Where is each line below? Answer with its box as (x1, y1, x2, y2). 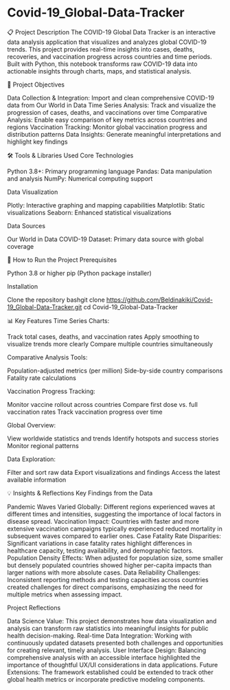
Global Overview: (7, 421, 56, 429)
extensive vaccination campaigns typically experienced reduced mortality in (7, 524, 223, 533)
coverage (7, 242, 34, 250)
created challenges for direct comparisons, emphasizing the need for (7, 583, 203, 591)
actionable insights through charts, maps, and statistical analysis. (7, 67, 192, 75)
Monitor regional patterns (7, 441, 79, 449)
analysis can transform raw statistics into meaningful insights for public (7, 624, 209, 632)
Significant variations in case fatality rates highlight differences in (7, 539, 192, 547)
